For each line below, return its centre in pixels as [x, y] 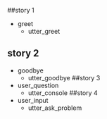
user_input [33, 100]
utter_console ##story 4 [63, 93]
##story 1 [21, 10]
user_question [38, 85]
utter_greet [44, 31]
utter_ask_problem [55, 108]
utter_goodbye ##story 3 [64, 77]
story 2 [23, 53]
